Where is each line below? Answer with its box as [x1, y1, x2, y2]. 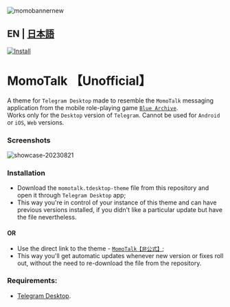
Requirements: [7, 276, 58, 286]
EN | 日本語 [7, 28, 55, 40]
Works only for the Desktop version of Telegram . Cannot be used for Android [7, 111, 220, 119]
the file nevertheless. [16, 213, 77, 222]
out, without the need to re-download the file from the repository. [16, 259, 202, 267]
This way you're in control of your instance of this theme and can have [16, 198, 217, 207]
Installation [7, 168, 46, 178]
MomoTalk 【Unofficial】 [7, 73, 152, 89]
